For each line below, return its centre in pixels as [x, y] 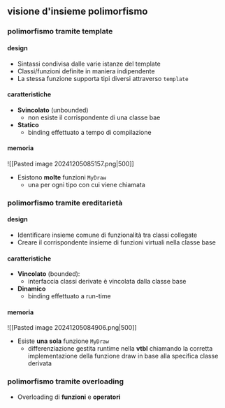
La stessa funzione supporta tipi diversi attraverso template [103, 78]
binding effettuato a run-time [69, 296]
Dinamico [31, 289]
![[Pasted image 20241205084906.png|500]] [72, 328]
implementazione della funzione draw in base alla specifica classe [123, 356]
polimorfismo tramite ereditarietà [65, 203]
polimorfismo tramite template [60, 31]
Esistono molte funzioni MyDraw [62, 177]
